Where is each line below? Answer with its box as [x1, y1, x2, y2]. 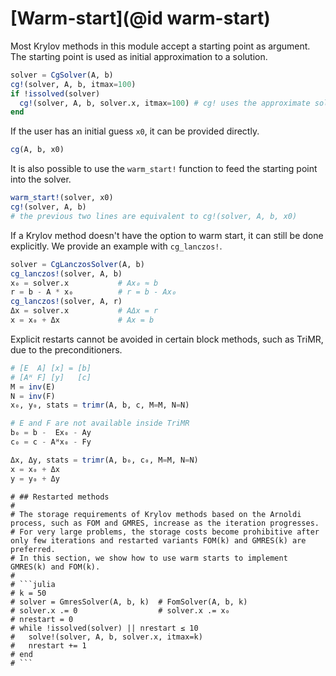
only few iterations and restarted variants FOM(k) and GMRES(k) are [10, 535, 307, 546]
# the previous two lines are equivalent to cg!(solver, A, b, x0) [10, 211, 298, 221]
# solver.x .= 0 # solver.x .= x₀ [10, 605, 230, 616]
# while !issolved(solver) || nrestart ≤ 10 [10, 623, 199, 633]
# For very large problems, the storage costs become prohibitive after [10, 527, 320, 537]
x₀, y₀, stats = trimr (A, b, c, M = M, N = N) [10, 400, 190, 411]
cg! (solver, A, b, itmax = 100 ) [10, 79, 137, 89]
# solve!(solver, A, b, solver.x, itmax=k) [10, 632, 203, 642]
